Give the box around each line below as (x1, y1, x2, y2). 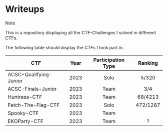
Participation (93, 56, 125, 63)
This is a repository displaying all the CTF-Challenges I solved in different (5, 29, 156, 35)
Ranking (138, 59, 158, 66)
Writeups (5, 3, 44, 15)
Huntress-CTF (7, 93, 42, 100)
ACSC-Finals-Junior (7, 85, 57, 92)
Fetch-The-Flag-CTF (7, 101, 60, 108)
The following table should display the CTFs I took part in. (5, 44, 124, 50)
